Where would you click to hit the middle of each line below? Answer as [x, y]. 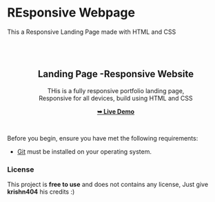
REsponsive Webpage [71, 13]
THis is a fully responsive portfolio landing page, [116, 90]
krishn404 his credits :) [41, 192]
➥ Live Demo [116, 111]
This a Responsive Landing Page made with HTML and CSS [92, 32]
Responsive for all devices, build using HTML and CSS [116, 98]
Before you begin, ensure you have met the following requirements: [103, 138]
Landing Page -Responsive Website [116, 74]
